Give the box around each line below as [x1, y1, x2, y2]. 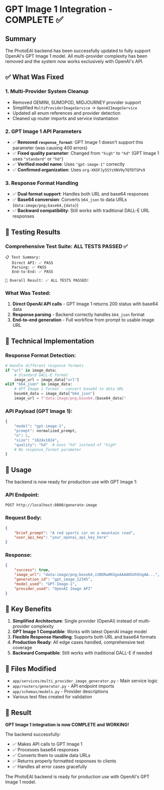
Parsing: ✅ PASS [11, 265, 46, 270]
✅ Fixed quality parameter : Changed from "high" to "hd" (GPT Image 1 [12, 150, 159, 156]
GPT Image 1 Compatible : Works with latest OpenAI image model [12, 629, 147, 635]
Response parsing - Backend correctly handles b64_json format [12, 312, 145, 318]
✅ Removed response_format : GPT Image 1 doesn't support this [12, 139, 143, 145]
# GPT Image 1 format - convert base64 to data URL [14, 386, 124, 391]
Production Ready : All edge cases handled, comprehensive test [12, 639, 145, 645]
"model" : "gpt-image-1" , [14, 424, 66, 429]
